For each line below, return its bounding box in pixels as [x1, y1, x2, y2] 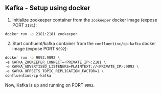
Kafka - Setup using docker [5, 4, 91, 12]
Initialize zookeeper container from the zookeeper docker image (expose [12, 17, 158, 23]
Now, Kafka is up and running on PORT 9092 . [5, 82, 95, 88]
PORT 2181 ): [12, 22, 37, 28]
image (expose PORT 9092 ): [12, 46, 68, 51]
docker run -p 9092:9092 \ [5, 55, 60, 60]
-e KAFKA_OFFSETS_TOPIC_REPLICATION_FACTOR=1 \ [5, 69, 104, 74]
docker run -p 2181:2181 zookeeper [5, 31, 78, 36]
